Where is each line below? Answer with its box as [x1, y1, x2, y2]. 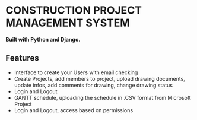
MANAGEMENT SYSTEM [5, 16, 130, 30]
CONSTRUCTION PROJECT [5, 4, 142, 17]
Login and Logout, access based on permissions [14, 106, 134, 113]
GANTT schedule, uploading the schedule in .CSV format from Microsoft [14, 94, 191, 101]
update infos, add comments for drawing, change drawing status [14, 81, 173, 89]
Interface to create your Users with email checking [14, 69, 138, 76]
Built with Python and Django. [5, 36, 81, 43]
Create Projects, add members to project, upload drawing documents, [14, 75, 185, 82]
